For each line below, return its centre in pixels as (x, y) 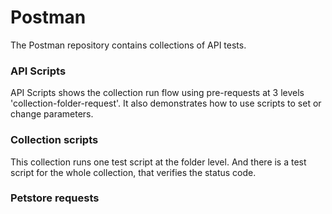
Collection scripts (54, 140)
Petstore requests (55, 198)
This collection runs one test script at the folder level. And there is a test (158, 162)
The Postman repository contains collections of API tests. (128, 45)
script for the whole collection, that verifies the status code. (133, 172)
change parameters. (52, 114)
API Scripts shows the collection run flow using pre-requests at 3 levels (157, 93)
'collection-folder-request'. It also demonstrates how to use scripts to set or (166, 103)
